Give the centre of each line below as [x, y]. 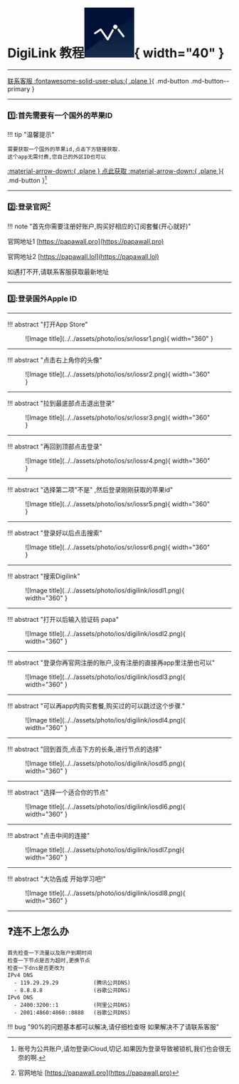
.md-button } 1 [27, 180]
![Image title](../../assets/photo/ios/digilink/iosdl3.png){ [106, 677]
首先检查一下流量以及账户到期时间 [50, 953]
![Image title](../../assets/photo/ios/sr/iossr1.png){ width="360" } [119, 338]
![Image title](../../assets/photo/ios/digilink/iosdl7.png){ [105, 849]
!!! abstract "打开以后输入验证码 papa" [63, 619]
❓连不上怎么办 [38, 932]
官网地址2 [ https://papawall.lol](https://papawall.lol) [83, 256]
